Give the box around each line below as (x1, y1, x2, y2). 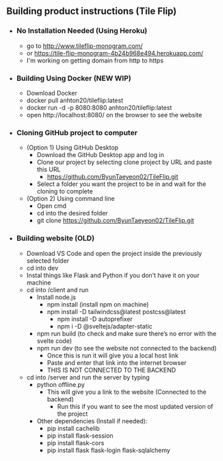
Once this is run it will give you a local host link (47, 351, 179, 359)
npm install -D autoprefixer (57, 315, 133, 323)
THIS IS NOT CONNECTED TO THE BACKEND (47, 366, 176, 374)
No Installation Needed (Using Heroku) (16, 26, 148, 36)
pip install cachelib (47, 424, 100, 432)
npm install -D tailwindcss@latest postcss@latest (47, 307, 186, 316)
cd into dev (26, 263, 59, 272)
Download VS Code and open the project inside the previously (26, 249, 202, 257)
